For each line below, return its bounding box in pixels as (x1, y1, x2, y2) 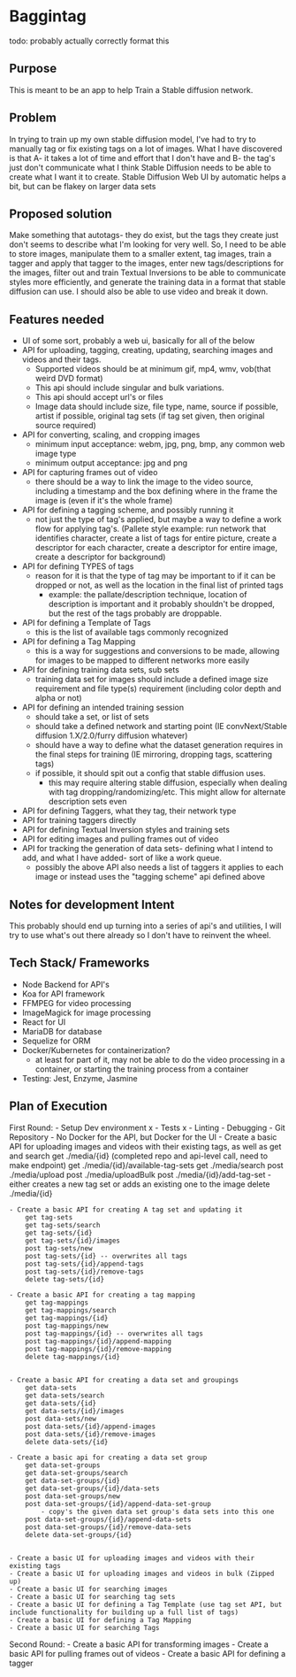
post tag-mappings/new (25, 1321, 109, 1330)
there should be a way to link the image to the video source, (34, 476, 254, 488)
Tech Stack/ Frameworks (9, 956, 150, 971)
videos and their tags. (21, 354, 102, 365)
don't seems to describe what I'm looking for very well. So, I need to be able (9, 239, 287, 250)
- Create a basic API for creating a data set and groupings (9, 1375, 239, 1384)
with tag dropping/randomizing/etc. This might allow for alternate (48, 787, 286, 797)
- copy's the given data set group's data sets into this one (41, 1507, 275, 1516)
